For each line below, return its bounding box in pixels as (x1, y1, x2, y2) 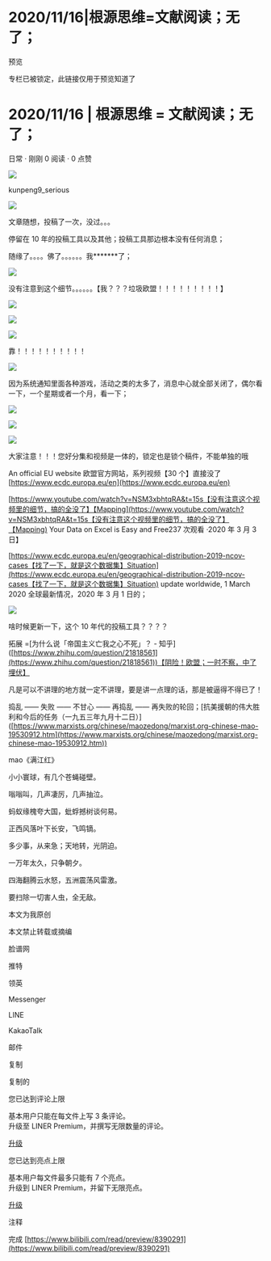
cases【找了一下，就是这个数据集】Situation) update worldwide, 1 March (8, 579, 251, 588)
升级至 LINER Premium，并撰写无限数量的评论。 (8, 1121, 168, 1131)
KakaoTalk (8, 1025, 43, 1035)
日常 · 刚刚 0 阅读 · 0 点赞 (8, 154, 93, 163)
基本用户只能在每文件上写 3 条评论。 (8, 1111, 131, 1120)
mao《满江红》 (8, 754, 59, 765)
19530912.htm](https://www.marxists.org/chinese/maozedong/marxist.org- (8, 729, 258, 739)
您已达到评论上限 (8, 1094, 65, 1103)
